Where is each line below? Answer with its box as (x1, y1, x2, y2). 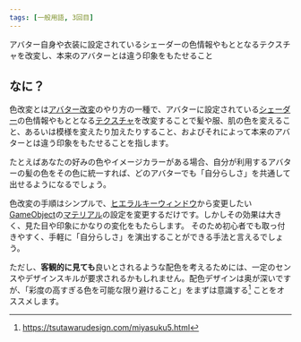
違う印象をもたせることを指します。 (39, 138, 174, 149)
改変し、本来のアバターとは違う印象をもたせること (24, 50, 213, 61)
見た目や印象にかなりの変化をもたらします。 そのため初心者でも (24, 220, 262, 231)
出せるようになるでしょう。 (9, 179, 112, 190)
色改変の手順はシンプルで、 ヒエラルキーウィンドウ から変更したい (9, 198, 253, 209)
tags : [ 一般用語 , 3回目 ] (9, 13, 94, 22)
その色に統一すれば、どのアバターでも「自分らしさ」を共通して (56, 167, 291, 179)
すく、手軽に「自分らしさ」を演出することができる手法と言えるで (24, 232, 269, 243)
